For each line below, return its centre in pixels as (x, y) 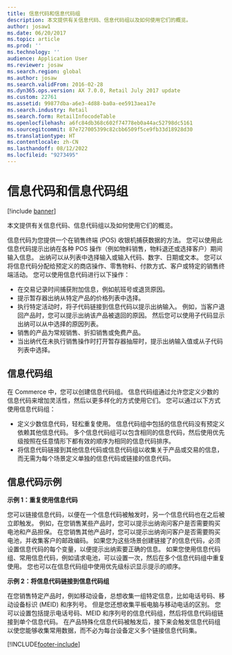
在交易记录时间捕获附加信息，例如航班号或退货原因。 (93, 289)
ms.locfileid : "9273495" (43, 155)
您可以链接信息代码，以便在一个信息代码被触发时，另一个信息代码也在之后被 (116, 515)
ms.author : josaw (32, 78)
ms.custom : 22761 (32, 98)
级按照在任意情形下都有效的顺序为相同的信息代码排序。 (96, 441)
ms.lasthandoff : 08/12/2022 (48, 149)
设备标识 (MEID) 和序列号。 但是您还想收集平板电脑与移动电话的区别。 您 (117, 605)
